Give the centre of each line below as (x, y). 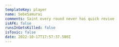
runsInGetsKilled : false (30, 28)
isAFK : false (18, 23)
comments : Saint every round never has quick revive (60, 19)
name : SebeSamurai (24, 14)
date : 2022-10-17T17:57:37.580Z (38, 37)
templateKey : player (26, 10)
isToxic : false (20, 32)
